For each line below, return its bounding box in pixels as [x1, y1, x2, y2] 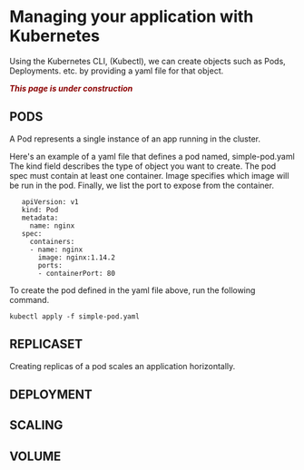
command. [9, 294, 50, 305]
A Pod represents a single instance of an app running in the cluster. [9, 133, 261, 144]
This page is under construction [9, 83, 133, 93]
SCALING [9, 417, 64, 433]
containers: [29, 237, 75, 246]
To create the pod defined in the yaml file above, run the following [9, 284, 256, 296]
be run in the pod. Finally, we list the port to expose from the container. [9, 180, 275, 191]
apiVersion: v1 [21, 197, 79, 206]
